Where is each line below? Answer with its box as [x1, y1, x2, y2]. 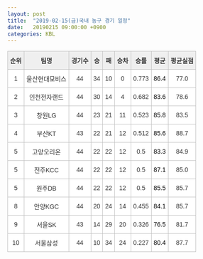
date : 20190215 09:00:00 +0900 [7, 23, 106, 31]
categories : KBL [7, 30, 55, 38]
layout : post [7, 10, 46, 18]
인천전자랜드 [29, 93, 64, 102]
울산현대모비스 [26, 75, 67, 83]
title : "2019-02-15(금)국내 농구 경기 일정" [7, 17, 131, 24]
